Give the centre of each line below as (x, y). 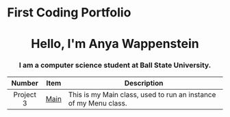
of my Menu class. (98, 103)
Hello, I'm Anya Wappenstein (115, 44)
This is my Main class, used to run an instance (142, 94)
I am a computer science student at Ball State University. (115, 65)
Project (25, 94)
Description (144, 83)
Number (25, 83)
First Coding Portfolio (69, 13)
